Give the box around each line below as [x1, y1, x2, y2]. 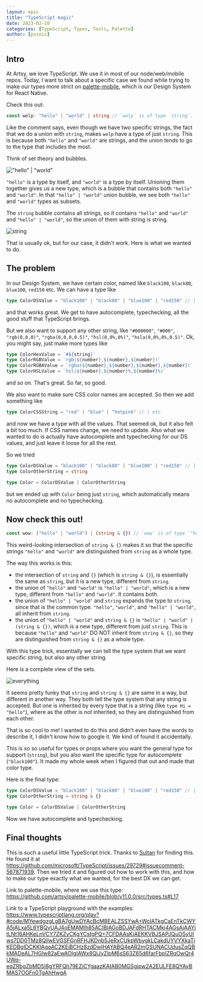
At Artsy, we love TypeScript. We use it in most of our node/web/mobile [6, 70, 184, 77]
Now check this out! [6, 514, 83, 524]
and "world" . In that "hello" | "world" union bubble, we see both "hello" [6, 191, 190, 198]
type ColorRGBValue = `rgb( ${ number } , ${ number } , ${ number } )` [6, 357, 161, 363]
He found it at [6, 855, 40, 863]
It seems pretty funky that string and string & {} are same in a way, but [6, 689, 188, 696]
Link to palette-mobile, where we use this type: [6, 886, 124, 893]
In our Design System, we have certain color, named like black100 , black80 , [6, 279, 193, 287]
